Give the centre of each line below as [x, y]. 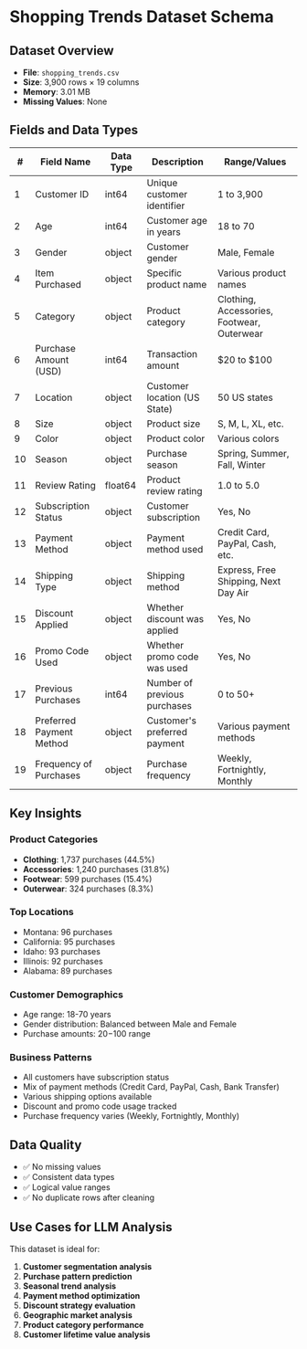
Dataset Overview [62, 51]
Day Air [233, 593]
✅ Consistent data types [69, 1177]
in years [164, 232]
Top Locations [42, 912]
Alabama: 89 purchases [67, 971]
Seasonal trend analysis [69, 1286]
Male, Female [246, 252]
